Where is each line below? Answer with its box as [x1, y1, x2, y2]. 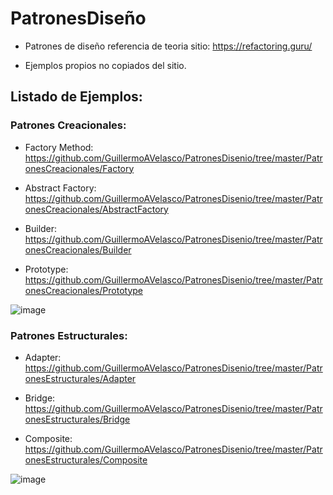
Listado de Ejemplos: [10, 88, 143, 106]
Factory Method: [24, 141, 94, 153]
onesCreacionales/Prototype [24, 284, 144, 296]
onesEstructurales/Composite [24, 453, 148, 466]
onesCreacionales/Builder [24, 243, 132, 256]
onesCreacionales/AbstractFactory [24, 203, 169, 215]
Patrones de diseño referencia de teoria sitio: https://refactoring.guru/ [24, 40, 313, 52]
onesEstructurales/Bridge [24, 413, 131, 425]
